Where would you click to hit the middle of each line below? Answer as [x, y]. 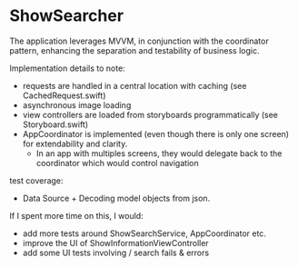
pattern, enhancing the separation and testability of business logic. [134, 50]
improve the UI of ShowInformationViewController [115, 242]
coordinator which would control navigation [117, 163]
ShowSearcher [67, 16]
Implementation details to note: [67, 68]
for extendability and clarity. [75, 143]
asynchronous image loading [77, 104]
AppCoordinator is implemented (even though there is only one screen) [155, 133]
